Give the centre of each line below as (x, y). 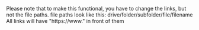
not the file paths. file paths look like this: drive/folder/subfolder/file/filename (100, 15)
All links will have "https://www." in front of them (65, 21)
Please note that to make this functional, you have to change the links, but (96, 9)
